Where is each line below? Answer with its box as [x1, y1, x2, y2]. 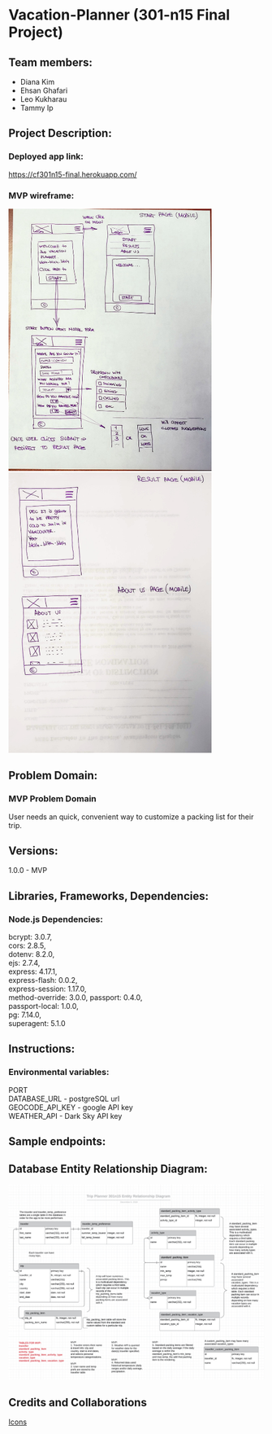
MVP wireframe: [8, 190, 75, 201]
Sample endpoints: [8, 1134, 106, 1149]
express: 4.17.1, [8, 967, 58, 976]
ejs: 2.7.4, [8, 958, 41, 967]
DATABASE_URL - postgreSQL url [8, 1094, 120, 1103]
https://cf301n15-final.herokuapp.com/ [8, 169, 137, 179]
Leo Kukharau [19, 94, 67, 103]
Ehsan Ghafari [19, 86, 68, 95]
